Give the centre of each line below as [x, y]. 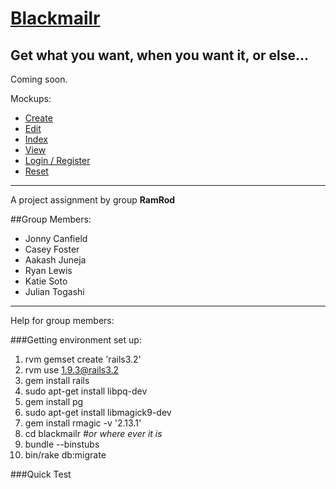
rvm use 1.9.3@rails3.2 [72, 370]
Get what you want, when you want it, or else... [160, 55]
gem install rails [57, 380]
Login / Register [57, 160]
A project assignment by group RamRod [93, 200]
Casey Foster [52, 249]
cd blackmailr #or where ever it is [93, 433]
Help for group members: [62, 320]
